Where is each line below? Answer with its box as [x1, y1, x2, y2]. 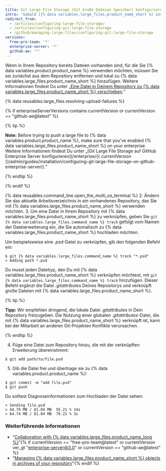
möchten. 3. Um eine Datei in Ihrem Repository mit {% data [5, 208, 125, 214]
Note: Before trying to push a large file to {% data [5, 132, 106, 138]
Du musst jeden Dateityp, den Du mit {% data [5, 267, 97, 273]
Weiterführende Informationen [5, 423, 81, 429]
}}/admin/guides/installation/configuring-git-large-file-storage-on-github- [5, 158, 156, 164]
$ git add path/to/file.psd [5, 357, 63, 362]
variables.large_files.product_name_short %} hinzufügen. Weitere [5, 78, 138, 84]
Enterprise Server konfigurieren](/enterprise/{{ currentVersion [5, 153, 132, 159]
